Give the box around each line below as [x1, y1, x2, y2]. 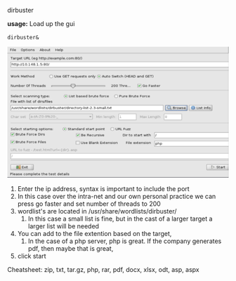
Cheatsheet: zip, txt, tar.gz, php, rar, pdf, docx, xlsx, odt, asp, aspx [7, 265, 199, 273]
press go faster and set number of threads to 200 [17, 200, 162, 208]
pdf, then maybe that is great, [27, 244, 114, 252]
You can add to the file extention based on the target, [17, 229, 172, 237]
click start [17, 251, 47, 260]
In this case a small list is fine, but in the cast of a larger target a [27, 214, 213, 223]
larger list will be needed [27, 221, 100, 230]
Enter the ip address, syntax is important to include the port [17, 184, 190, 192]
